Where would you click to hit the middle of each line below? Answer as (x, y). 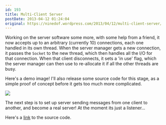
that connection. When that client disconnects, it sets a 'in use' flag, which (81, 59)
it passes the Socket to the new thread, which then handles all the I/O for (79, 53)
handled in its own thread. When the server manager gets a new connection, (83, 48)
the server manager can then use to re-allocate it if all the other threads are (82, 64)
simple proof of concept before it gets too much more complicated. (74, 84)
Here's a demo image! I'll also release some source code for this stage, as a (82, 79)
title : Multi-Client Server (34, 14)
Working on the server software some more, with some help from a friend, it (82, 38)
